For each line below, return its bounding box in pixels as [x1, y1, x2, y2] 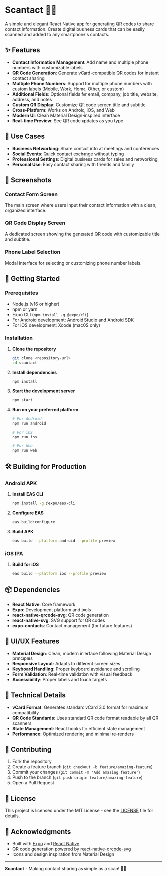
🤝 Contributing [5, 745, 52, 754]
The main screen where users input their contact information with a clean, [5, 202, 157, 208]
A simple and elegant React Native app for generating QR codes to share [5, 21, 154, 27]
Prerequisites [5, 289, 38, 296]
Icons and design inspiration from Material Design [12, 851, 115, 857]
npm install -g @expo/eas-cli [12, 501, 76, 506]
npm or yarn [12, 306, 38, 312]
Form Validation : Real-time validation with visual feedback [12, 671, 133, 677]
